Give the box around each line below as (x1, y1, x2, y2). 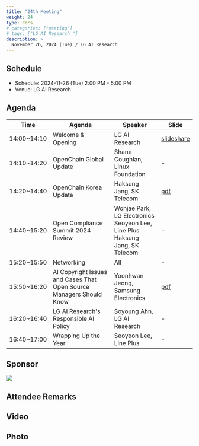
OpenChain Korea (52, 183, 102, 192)
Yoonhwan (114, 271, 144, 279)
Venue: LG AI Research (14, 85, 71, 93)
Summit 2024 (52, 226, 91, 234)
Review (52, 234, 73, 242)
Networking (52, 258, 86, 266)
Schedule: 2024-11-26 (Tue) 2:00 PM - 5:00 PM (14, 79, 131, 87)
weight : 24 (6, 14, 33, 20)
